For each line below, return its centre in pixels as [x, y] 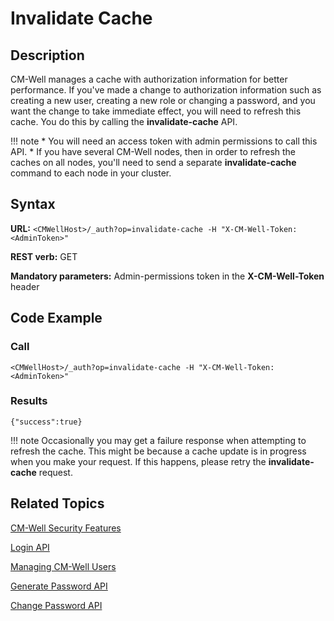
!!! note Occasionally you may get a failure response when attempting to [158, 440]
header [25, 286]
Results [29, 401]
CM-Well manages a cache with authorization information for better [149, 79]
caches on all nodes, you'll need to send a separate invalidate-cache [153, 162]
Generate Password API [59, 586]
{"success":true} [46, 422]
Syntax [33, 204]
